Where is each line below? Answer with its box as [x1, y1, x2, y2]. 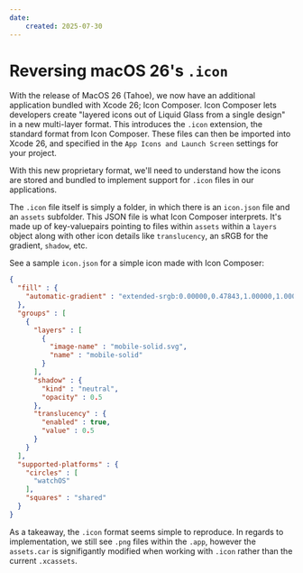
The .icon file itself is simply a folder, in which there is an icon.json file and [9, 202, 290, 213]
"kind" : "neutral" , [41, 384, 119, 393]
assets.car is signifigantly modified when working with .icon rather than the [9, 545, 293, 556]
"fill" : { [17, 283, 59, 293]
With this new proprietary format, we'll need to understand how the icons [9, 165, 281, 176]
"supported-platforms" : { [17, 459, 119, 469]
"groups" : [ [17, 309, 67, 318]
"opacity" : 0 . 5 [41, 393, 103, 402]
